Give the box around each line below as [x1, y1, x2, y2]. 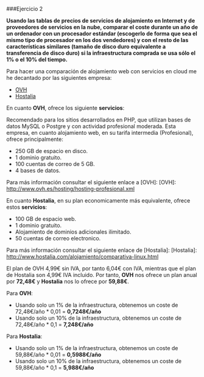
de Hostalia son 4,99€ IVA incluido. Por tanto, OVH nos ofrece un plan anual [6, 271, 197, 278]
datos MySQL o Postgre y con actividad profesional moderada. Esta [6, 123, 177, 130]
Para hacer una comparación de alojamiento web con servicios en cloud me [6, 68, 197, 75]
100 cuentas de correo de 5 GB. [15, 160, 96, 167]
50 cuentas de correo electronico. [15, 235, 101, 242]
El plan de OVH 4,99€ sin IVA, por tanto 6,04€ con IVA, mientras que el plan [6, 265, 197, 272]
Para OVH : [6, 290, 33, 296]
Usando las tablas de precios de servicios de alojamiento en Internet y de [6, 17, 195, 24]
